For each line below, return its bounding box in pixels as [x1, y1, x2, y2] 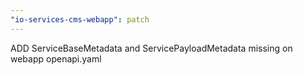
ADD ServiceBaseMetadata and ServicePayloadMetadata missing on [10, 42, 293, 54]
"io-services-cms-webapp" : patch [10, 14, 150, 25]
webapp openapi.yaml [10, 52, 102, 65]
